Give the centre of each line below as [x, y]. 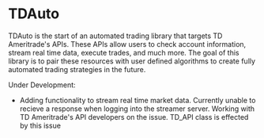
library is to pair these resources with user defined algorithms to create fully [132, 61]
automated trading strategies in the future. [77, 69]
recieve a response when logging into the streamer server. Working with [137, 109]
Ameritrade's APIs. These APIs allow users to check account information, [127, 44]
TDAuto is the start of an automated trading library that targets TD [115, 36]
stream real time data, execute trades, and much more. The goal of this [124, 52]
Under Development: [42, 85]
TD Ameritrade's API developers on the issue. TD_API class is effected [134, 117]
